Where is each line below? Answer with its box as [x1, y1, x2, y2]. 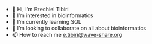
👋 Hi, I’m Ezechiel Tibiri [11, 6, 69, 12]
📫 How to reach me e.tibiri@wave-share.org [11, 32, 123, 38]
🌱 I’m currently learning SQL [11, 18, 82, 25]
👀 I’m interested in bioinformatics [11, 12, 93, 19]
